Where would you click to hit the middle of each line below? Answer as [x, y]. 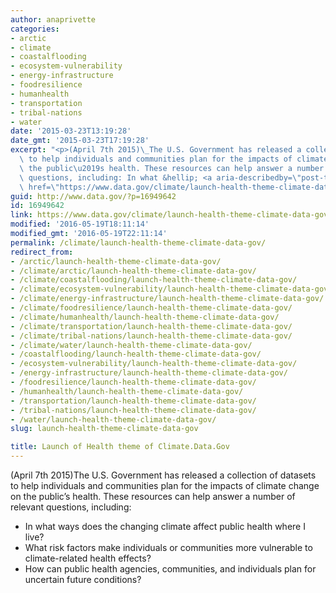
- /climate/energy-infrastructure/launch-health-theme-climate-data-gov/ [167, 299]
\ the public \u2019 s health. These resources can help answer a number [172, 168]
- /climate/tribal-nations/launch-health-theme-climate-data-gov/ [151, 336]
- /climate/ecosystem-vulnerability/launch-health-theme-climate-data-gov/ [171, 289]
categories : [35, 29]
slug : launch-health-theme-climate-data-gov [104, 429]
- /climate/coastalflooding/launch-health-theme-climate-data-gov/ [154, 280]
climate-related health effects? [88, 558]
